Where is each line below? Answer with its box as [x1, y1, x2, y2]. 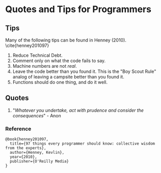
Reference [5, 125, 31, 132]
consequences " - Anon [12, 112, 62, 118]
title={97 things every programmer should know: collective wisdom [10, 141, 155, 146]
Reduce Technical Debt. [12, 52, 63, 58]
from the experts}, [5, 146, 47, 151]
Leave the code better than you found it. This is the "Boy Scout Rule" [12, 68, 156, 74]
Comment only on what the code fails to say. [12, 58, 106, 64]
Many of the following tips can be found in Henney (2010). [5, 37, 127, 43]
